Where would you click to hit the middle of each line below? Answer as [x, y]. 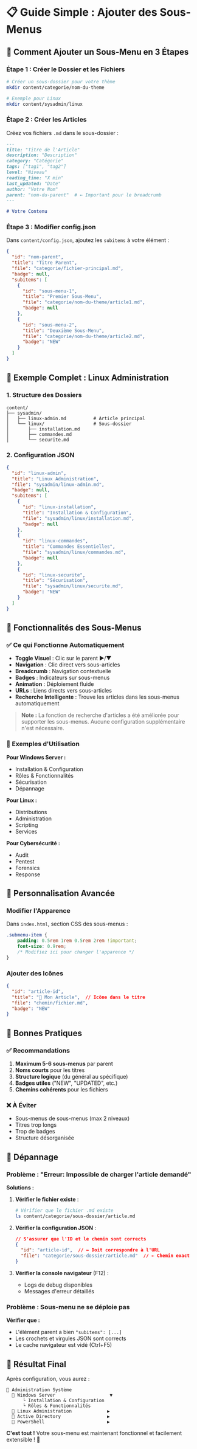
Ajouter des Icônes [35, 973]
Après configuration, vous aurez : [48, 1379]
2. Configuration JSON [40, 455]
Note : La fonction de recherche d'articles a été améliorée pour [100, 715]
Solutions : [20, 1188]
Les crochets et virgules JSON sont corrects [71, 1338]
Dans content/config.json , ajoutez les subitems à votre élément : [88, 240]
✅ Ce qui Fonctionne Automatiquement [65, 645]
